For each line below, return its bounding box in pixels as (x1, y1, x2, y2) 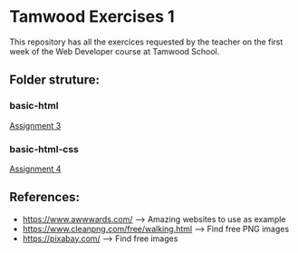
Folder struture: (9, 73, 100, 88)
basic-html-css (9, 142, 79, 155)
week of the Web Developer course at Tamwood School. (9, 45, 220, 56)
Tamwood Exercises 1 (9, 6, 175, 27)
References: (9, 190, 80, 205)
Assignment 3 (9, 120, 62, 131)
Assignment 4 (9, 163, 62, 174)
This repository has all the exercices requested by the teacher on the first (9, 36, 284, 47)
